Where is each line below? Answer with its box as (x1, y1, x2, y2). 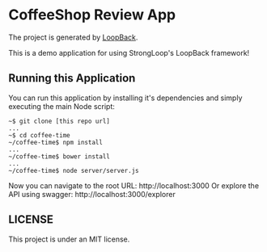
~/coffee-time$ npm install (8, 138, 104, 146)
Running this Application (8, 71, 136, 86)
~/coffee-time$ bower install (8, 152, 111, 161)
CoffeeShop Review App (8, 6, 176, 24)
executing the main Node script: (8, 101, 116, 111)
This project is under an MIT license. (8, 234, 130, 244)
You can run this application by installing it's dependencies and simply (8, 93, 243, 103)
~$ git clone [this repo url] (8, 117, 111, 125)
